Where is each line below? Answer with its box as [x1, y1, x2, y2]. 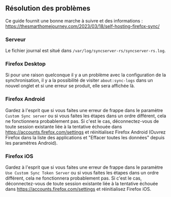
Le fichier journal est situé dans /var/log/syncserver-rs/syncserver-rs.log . [5, 48, 166, 54]
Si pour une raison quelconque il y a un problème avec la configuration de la [5, 72, 166, 78]
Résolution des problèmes [5, 4, 91, 13]
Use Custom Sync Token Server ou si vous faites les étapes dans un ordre [5, 170, 159, 176]
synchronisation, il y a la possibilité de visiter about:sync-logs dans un [5, 77, 154, 83]
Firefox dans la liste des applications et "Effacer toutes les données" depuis [5, 134, 165, 140]
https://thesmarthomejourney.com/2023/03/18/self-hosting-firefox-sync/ [5, 23, 160, 29]
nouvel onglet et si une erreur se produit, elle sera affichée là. [5, 83, 135, 89]
